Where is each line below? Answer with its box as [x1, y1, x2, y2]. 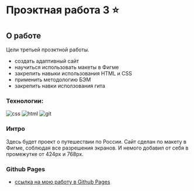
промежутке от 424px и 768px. [6, 150, 84, 157]
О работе [6, 30, 41, 40]
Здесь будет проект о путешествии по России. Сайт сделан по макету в [6, 138, 187, 145]
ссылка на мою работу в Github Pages [14, 178, 110, 185]
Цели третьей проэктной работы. [6, 46, 89, 53]
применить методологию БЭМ [14, 76, 91, 83]
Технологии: [6, 96, 44, 105]
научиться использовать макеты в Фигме [14, 64, 119, 71]
